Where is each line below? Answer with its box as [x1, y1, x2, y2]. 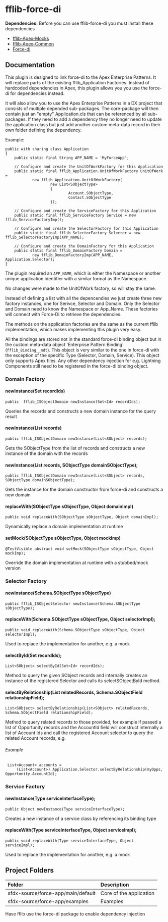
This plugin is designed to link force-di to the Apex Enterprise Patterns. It [5, 74, 156, 80]
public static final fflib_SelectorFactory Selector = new [14, 230, 141, 235]
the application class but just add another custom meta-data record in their [5, 121, 161, 127]
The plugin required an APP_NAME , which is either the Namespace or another [5, 270, 161, 276]
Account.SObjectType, [68, 190, 114, 195]
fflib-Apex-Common [12, 40, 54, 46]
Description [100, 881, 129, 888]
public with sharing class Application [5, 146, 89, 151]
